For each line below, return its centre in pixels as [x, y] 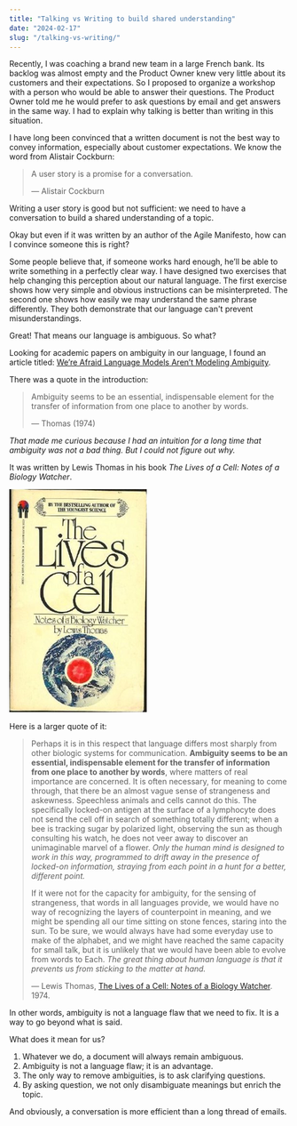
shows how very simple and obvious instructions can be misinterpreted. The [148, 290]
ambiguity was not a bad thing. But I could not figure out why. [122, 450]
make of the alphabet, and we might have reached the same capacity [157, 941]
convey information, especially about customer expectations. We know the [145, 148]
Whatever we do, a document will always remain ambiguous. [133, 1057]
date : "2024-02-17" [45, 28]
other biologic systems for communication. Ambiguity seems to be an [159, 753]
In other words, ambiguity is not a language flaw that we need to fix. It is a [144, 1013]
